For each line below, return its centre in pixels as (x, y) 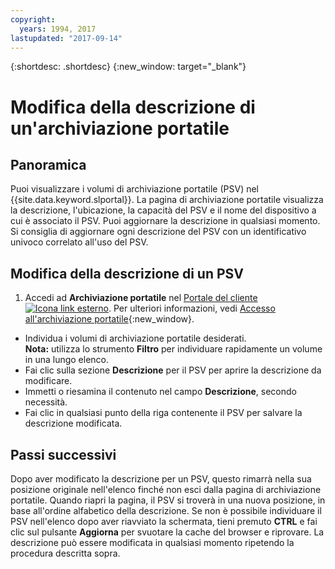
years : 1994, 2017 (58, 29)
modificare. (48, 381)
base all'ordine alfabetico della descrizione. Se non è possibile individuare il (166, 510)
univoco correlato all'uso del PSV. (79, 242)
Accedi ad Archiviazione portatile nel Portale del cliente (141, 298)
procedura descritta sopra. (65, 553)
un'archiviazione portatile (120, 128)
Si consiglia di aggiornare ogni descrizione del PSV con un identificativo (158, 232)
